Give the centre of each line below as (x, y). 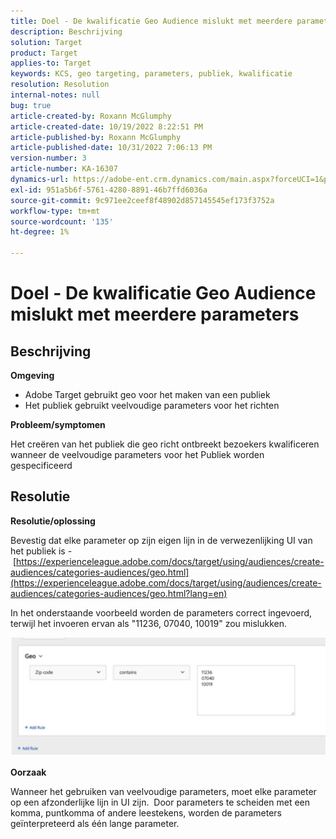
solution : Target (46, 42)
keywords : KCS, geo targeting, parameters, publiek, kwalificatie (151, 74)
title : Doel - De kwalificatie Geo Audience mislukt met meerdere (151, 21)
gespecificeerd (41, 465)
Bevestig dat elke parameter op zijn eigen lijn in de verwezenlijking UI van (161, 540)
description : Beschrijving (66, 31)
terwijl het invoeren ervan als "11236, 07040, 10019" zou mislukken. (149, 623)
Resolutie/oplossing (53, 521)
